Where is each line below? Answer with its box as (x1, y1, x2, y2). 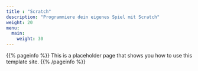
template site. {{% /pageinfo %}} (6, 58, 86, 65)
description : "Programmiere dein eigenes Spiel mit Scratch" (6, 14, 160, 20)
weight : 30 (17, 36, 44, 42)
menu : (6, 25, 20, 31)
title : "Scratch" (6, 8, 51, 15)
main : (11, 31, 25, 36)
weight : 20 (6, 19, 33, 25)
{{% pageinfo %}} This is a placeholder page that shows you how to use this (6, 52, 193, 59)
